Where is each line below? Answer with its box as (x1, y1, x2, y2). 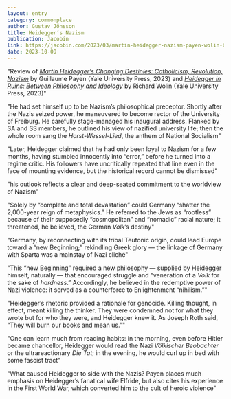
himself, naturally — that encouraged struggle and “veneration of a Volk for (7, 271, 220, 279)
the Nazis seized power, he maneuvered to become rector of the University (7, 109, 220, 117)
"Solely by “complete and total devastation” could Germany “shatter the (7, 201, 210, 209)
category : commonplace (7, 16, 72, 23)
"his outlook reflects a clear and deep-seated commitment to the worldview (7, 180, 221, 188)
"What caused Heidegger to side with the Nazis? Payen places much (7, 369, 202, 378)
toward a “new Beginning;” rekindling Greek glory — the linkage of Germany (7, 243, 223, 251)
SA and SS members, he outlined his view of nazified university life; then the (7, 124, 223, 133)
